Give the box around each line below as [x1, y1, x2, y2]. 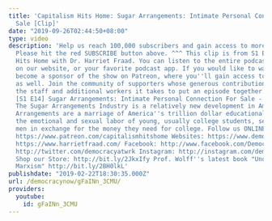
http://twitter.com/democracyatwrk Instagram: [15, 147, 176, 155]
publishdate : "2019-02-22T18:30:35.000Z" [8, 170, 151, 178]
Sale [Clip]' [15, 19, 60, 28]
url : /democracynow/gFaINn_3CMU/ [8, 177, 121, 186]
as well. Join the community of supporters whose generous [15, 79, 219, 87]
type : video [8, 34, 49, 43]
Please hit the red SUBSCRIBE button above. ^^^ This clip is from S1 [15, 49, 259, 57]
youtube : [15, 192, 45, 201]
